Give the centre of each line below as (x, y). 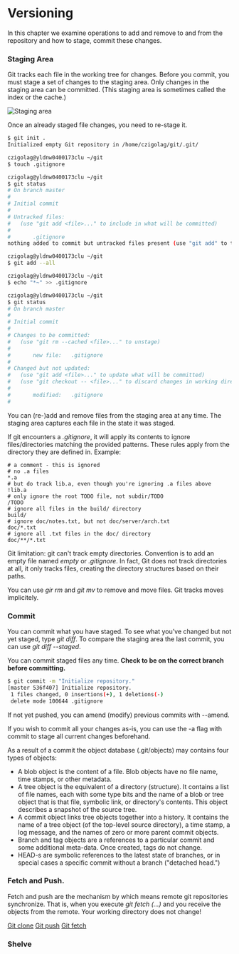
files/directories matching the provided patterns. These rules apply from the (118, 444)
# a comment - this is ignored (54, 465)
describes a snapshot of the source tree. (77, 809)
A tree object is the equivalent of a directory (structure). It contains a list (123, 786)
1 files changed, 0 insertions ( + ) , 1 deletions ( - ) (87, 694)
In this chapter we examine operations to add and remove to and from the (115, 33)
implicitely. (23, 597)
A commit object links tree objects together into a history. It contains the (123, 817)
